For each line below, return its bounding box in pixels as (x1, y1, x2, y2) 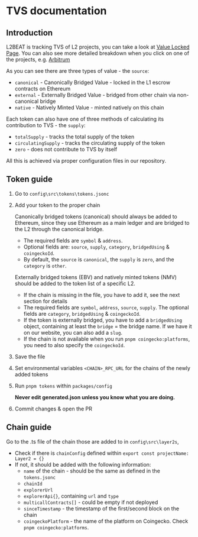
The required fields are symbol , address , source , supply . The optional (23, 303, 189, 311)
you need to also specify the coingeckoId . (23, 341, 125, 348)
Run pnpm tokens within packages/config (14, 382, 112, 389)
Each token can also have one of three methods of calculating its (6, 115, 164, 122)
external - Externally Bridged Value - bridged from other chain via (14, 92, 176, 98)
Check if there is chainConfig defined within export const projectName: (14, 449, 189, 457)
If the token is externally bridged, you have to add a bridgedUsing (23, 316, 182, 324)
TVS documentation (6, 4, 108, 18)
